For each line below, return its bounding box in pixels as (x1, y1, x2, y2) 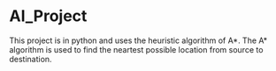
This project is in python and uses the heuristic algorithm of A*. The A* (9, 35, 268, 46)
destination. (9, 53, 52, 64)
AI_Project (9, 6, 88, 26)
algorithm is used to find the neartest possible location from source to (9, 44, 264, 54)
